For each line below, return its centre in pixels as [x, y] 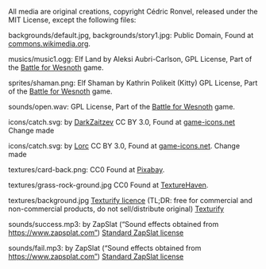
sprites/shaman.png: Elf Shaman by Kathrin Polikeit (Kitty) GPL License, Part [133, 83]
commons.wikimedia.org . [50, 44]
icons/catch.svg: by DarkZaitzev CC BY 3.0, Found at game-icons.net [122, 122]
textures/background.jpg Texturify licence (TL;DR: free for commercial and [130, 200]
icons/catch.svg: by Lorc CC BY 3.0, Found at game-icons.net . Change [124, 146]
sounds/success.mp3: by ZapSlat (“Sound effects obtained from [114, 224]
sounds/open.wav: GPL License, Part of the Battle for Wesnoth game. [122, 107]
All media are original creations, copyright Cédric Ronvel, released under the [133, 12]
